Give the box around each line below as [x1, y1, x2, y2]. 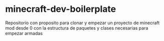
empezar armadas [5, 30, 43, 36]
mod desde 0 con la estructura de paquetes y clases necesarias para [5, 25, 148, 31]
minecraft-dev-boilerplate [5, 3, 116, 15]
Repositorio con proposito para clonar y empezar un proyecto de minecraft [5, 20, 160, 26]
